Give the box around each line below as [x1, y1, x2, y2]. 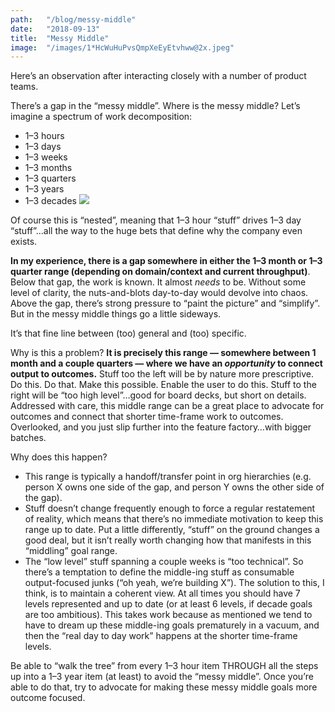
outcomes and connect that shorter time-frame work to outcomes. [10, 411, 284, 423]
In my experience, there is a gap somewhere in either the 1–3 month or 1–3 [10, 255, 323, 267]
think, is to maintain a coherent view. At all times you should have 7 [24, 587, 301, 600]
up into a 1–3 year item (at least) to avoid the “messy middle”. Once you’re [10, 671, 314, 683]
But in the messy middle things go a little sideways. [10, 308, 222, 320]
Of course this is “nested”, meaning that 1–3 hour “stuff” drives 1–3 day [10, 214, 302, 226]
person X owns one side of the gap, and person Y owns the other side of [24, 481, 325, 493]
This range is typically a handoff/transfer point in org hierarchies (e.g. [24, 471, 312, 483]
